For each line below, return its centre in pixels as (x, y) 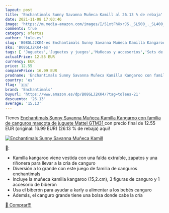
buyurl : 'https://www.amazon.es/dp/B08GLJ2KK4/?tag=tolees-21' (73, 94)
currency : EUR (20, 61)
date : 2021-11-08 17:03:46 (33, 19)
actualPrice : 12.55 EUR (30, 57)
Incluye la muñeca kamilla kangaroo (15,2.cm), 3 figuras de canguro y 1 (86, 179)
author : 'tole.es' (24, 38)
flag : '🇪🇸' (18, 85)
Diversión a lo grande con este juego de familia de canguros (75, 169)
